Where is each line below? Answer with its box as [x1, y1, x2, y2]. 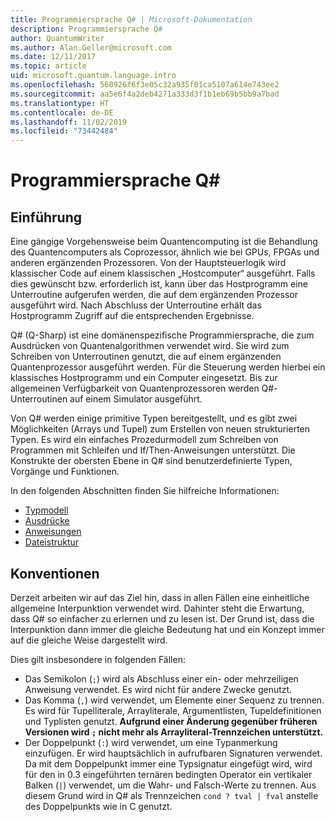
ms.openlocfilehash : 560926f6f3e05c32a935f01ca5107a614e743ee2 [10, 80, 280, 90]
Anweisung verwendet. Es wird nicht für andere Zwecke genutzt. [24, 683, 293, 695]
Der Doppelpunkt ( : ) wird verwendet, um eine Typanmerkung [24, 736, 278, 748]
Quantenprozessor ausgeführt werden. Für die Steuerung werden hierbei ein [10, 361, 326, 373]
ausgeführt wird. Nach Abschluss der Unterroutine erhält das [10, 299, 262, 311]
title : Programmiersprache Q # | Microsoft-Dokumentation [10, 14, 253, 25]
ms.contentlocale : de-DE [10, 107, 114, 118]
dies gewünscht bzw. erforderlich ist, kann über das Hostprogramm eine [10, 278, 308, 290]
